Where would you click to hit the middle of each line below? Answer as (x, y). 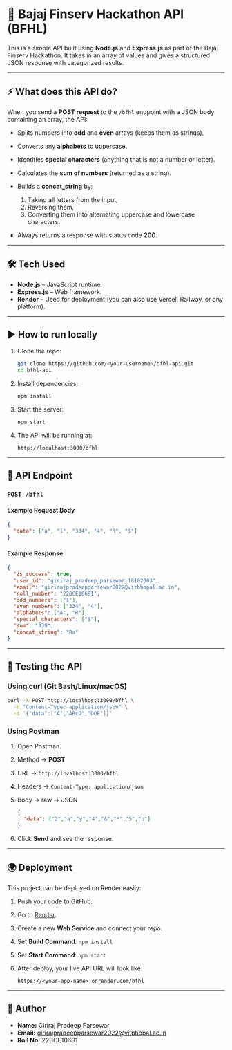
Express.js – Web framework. (59, 292)
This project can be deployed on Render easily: (74, 887)
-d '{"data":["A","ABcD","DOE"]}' (63, 714)
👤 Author (27, 1009)
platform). (31, 306)
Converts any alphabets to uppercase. (72, 146)
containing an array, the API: (47, 119)
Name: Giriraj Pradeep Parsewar (63, 1025)
